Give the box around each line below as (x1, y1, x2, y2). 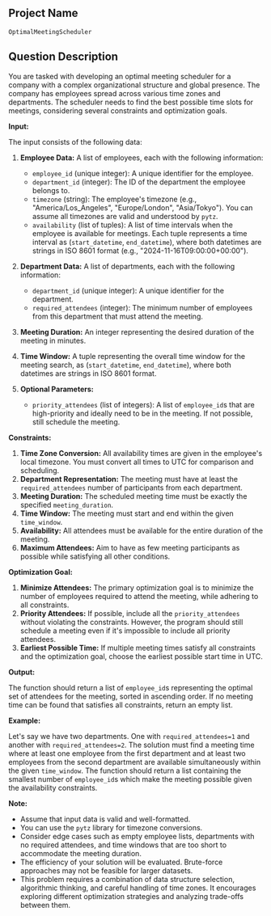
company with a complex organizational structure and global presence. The (8, 80, 260, 90)
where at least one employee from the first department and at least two (8, 748, 246, 758)
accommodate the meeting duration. (19, 848, 142, 858)
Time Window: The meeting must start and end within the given (19, 509, 235, 518)
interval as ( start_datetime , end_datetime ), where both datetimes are (32, 237, 262, 247)
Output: (8, 667, 35, 677)
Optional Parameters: (19, 384, 95, 394)
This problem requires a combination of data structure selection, (19, 874, 235, 884)
